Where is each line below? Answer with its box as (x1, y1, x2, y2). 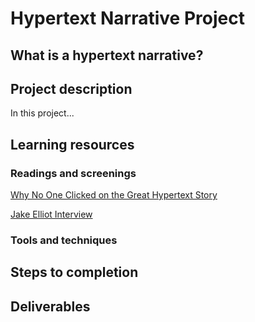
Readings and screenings (10, 166, 137, 180)
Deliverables (10, 298, 91, 315)
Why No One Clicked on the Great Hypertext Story (10, 189, 218, 201)
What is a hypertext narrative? (10, 47, 204, 64)
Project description (10, 80, 133, 97)
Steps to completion (10, 264, 139, 281)
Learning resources (10, 136, 135, 153)
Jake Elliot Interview (10, 208, 93, 221)
